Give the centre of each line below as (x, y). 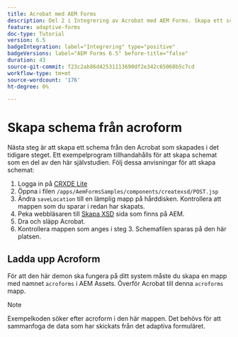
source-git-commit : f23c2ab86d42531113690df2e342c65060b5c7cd (101, 67)
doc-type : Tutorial (36, 34)
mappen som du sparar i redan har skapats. (81, 206)
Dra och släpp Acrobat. (51, 221)
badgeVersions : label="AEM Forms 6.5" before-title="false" (98, 54)
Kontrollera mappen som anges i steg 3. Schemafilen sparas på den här (122, 229)
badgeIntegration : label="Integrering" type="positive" (91, 47)
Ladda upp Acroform (54, 259)
